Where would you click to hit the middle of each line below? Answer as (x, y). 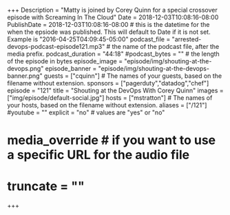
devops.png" (25, 69)
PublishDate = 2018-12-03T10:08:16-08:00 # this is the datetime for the (108, 24)
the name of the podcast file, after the (166, 47)
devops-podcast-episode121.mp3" (56, 47)
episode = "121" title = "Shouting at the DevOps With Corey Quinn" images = (115, 90)
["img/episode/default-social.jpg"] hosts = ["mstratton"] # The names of (110, 98)
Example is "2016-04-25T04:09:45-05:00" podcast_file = (89, 39)
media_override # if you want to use (111, 140)
